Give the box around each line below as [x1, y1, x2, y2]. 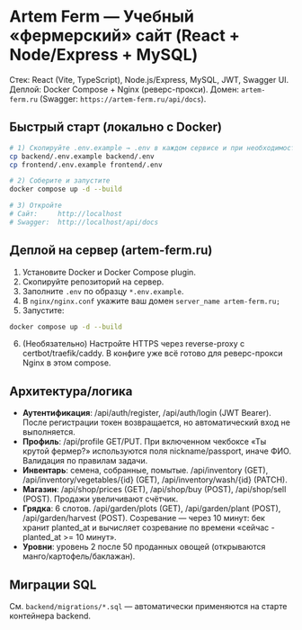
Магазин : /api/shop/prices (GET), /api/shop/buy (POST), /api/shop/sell [22, 484, 287, 495]
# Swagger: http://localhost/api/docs [9, 218, 159, 227]
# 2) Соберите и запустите [9, 176, 111, 185]
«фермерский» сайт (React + [9, 25, 240, 46]
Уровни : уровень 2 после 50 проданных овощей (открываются [22, 542, 266, 553]
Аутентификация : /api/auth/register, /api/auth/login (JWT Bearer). [22, 408, 271, 418]
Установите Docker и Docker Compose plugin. [22, 266, 196, 277]
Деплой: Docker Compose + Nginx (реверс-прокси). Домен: [9, 84, 240, 94]
